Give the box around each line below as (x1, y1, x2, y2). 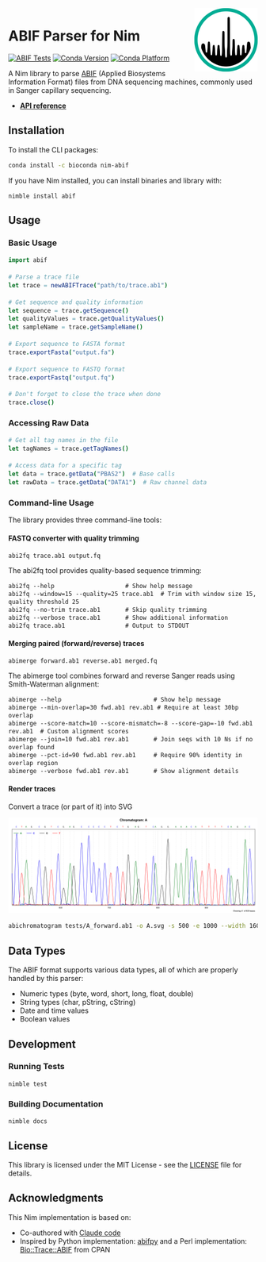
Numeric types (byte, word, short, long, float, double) (19, 989, 194, 998)
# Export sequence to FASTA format (8, 341, 126, 348)
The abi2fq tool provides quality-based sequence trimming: (8, 566, 202, 575)
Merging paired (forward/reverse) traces (8, 638, 145, 648)
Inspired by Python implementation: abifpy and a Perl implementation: (19, 1236, 248, 1245)
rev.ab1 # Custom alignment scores (8, 728, 129, 736)
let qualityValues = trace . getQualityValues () (8, 315, 165, 323)
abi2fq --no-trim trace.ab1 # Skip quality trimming (8, 606, 207, 614)
